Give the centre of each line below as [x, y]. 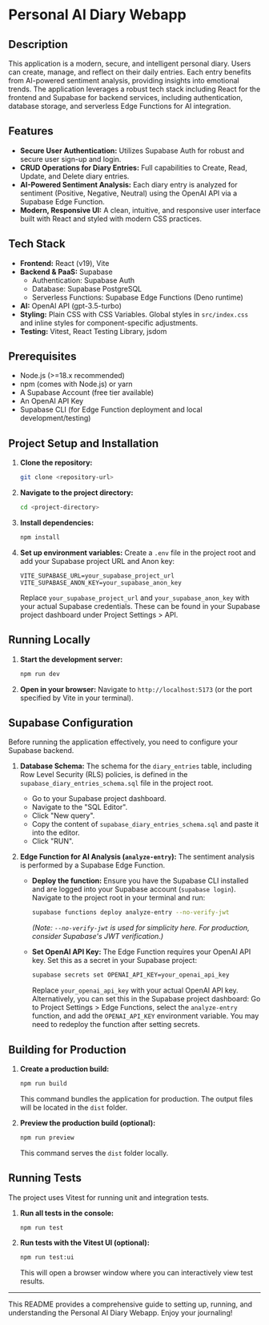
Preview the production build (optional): [88, 1122]
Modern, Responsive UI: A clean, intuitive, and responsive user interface [140, 210]
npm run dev [40, 674]
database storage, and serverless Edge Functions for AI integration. [120, 106]
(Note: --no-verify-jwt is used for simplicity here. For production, [141, 928]
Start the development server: [71, 659]
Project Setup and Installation [84, 443]
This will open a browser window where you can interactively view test [137, 1273]
